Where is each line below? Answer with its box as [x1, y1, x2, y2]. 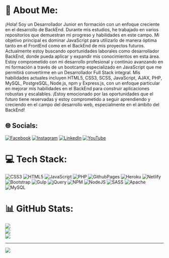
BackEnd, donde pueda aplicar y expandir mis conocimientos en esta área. [5, 53, 160, 59]
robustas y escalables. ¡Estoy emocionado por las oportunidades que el [5, 91, 153, 97]
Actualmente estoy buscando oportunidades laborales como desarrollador [5, 48, 159, 54]
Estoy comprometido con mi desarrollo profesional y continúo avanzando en [5, 58, 163, 64]
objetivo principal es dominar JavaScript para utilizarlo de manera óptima [5, 37, 157, 43]
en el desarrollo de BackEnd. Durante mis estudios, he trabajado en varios [5, 26, 159, 32]
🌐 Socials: [5, 121, 38, 130]
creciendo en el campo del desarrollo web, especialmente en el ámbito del [5, 101, 159, 107]
